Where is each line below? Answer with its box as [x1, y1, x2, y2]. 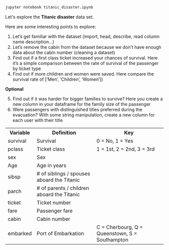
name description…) [12, 38, 54, 45]
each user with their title [12, 117, 63, 123]
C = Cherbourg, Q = [96, 223, 143, 230]
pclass [8, 145, 24, 152]
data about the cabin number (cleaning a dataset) [12, 49, 116, 55]
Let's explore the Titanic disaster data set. [5, 14, 94, 20]
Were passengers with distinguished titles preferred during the [12, 106, 142, 112]
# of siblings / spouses [37, 170, 91, 177]
